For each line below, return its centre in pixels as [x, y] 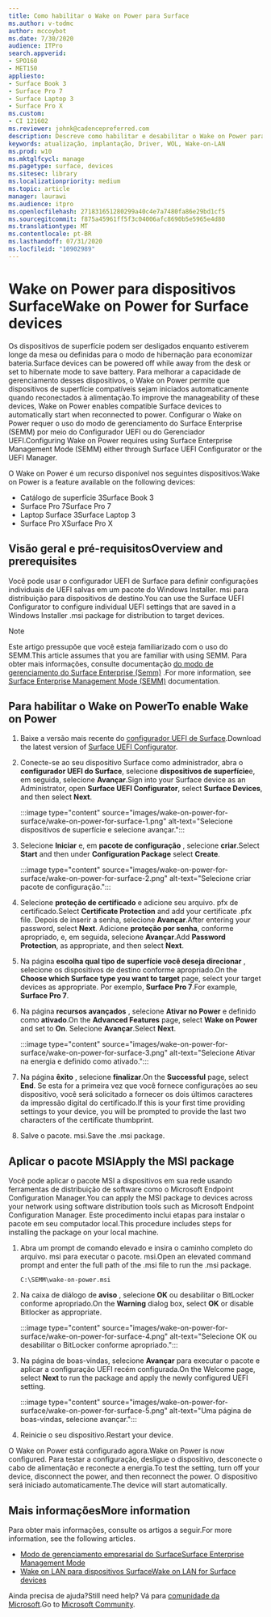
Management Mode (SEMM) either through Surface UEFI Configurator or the [135, 449]
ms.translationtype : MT [48, 226]
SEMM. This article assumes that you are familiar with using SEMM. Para [128, 655]
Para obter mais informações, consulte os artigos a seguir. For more [120, 1530]
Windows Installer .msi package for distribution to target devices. [117, 615]
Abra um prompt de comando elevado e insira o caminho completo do [136, 1248]
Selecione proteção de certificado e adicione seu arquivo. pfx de [129, 903]
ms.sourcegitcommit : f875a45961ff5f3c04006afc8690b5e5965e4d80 [117, 219]
